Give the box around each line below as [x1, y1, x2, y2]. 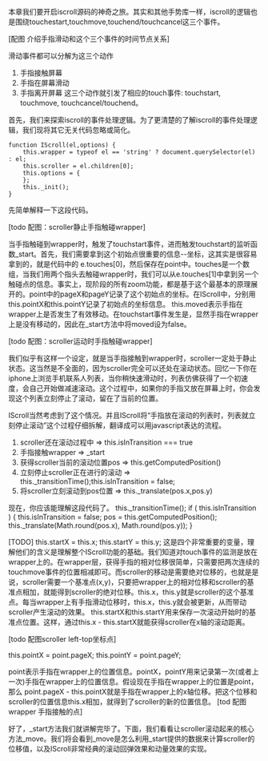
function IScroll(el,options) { [8, 141, 116, 149]
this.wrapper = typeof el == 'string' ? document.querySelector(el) [22, 148, 256, 156]
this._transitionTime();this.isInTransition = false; [19, 477, 176, 486]
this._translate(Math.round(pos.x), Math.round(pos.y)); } [8, 521, 194, 530]
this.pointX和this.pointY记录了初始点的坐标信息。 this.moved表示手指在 [8, 300, 243, 308]
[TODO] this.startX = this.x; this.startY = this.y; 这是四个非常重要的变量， [8, 538, 248, 546]
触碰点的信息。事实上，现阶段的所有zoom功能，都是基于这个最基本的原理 [8, 280, 251, 288]
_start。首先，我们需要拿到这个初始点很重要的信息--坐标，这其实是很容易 [14, 249, 258, 259]
